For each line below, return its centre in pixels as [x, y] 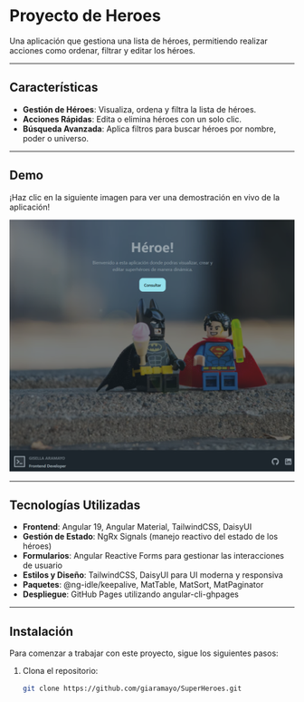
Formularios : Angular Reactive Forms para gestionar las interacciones [153, 556]
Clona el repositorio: [60, 671]
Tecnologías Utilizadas [75, 505]
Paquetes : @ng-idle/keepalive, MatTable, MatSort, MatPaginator [143, 585]
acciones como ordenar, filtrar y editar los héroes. [103, 50]
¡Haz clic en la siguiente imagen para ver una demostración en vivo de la [145, 197]
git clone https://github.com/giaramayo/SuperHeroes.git [132, 689]
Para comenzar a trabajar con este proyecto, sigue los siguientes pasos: [144, 653]
